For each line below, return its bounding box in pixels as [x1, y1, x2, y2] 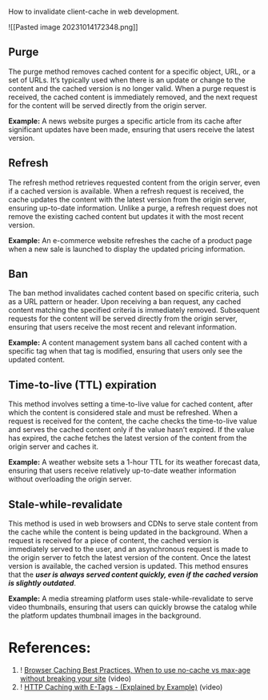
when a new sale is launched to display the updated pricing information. [8, 244, 246, 254]
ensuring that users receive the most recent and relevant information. [8, 322, 238, 332]
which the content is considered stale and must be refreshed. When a [8, 408, 238, 418]
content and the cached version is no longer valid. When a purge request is [8, 83, 257, 93]
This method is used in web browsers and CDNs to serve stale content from [8, 519, 258, 529]
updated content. [8, 355, 66, 365]
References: [8, 639, 91, 657]
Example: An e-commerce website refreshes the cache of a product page [8, 235, 253, 245]
